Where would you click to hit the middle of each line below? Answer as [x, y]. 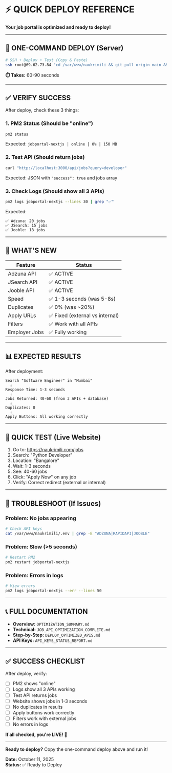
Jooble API [21, 290]
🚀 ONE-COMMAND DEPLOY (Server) [64, 48]
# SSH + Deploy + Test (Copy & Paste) [47, 60]
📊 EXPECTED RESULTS [43, 356]
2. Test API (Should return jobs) [45, 157]
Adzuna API [22, 273]
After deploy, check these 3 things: [42, 110]
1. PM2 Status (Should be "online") [49, 123]
